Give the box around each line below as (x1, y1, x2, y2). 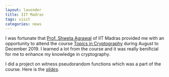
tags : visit (5, 17, 30, 22)
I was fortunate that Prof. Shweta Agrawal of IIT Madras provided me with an (5, 35, 164, 41)
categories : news (5, 21, 42, 27)
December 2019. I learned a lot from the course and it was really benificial (5, 46, 159, 52)
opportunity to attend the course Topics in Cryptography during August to (5, 41, 159, 47)
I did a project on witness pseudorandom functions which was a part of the (5, 61, 161, 67)
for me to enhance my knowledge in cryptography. (5, 51, 110, 57)
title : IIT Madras (5, 12, 44, 17)
